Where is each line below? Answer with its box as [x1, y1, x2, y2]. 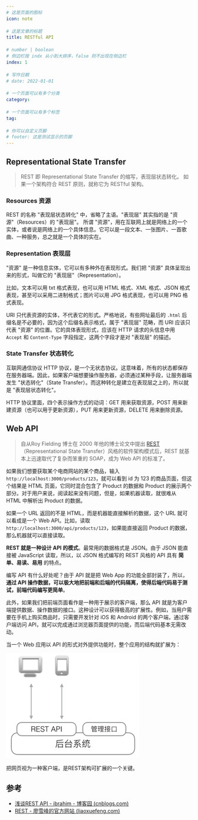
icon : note [6, 15, 33, 22]
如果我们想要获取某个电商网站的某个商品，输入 [6, 467, 120, 475]
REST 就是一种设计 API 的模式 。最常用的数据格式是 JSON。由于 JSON [6, 544, 177, 551]
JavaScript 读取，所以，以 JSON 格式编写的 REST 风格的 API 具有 [17, 551, 177, 558]
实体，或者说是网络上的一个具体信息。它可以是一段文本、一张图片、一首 [6, 226, 181, 233]
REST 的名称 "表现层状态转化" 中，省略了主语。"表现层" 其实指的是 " [6, 211, 173, 218]
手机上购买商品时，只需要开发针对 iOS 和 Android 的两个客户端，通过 [16, 613, 184, 620]
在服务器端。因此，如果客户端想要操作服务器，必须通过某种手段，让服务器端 [6, 371, 192, 378]
